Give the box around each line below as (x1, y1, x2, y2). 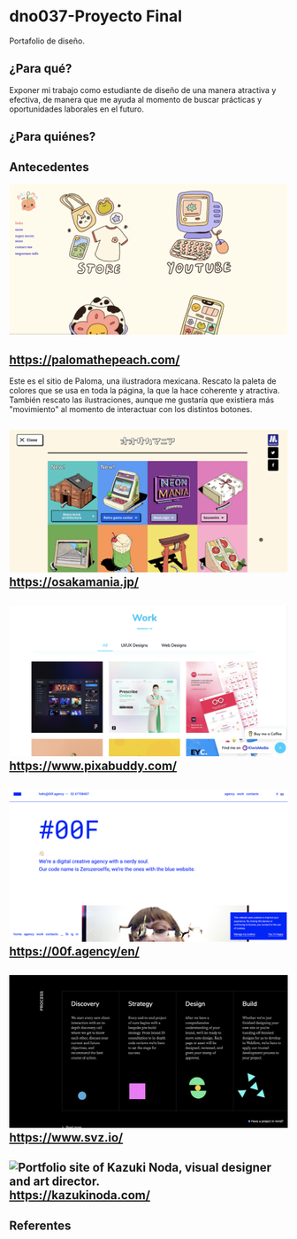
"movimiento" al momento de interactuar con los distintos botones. (9, 403, 253, 414)
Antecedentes (9, 160, 90, 175)
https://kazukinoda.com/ (9, 1188, 150, 1203)
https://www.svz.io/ (9, 1130, 124, 1145)
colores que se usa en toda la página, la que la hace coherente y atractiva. (9, 385, 280, 395)
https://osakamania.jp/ (9, 574, 140, 590)
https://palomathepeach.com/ (9, 352, 180, 367)
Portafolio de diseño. (9, 35, 86, 46)
